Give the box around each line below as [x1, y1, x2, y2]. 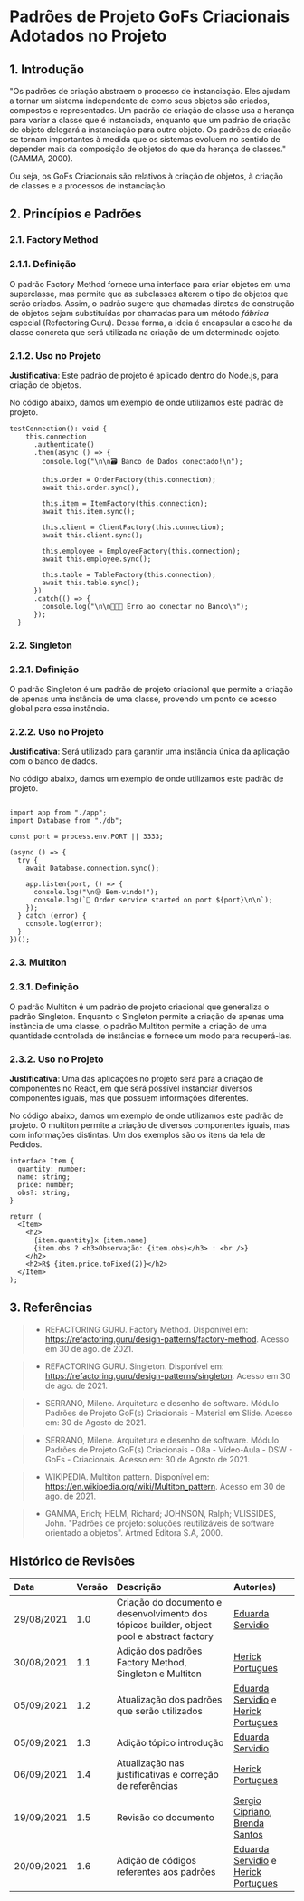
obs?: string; [17, 1188, 71, 1197]
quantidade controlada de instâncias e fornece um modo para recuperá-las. [9, 1030, 292, 1041]
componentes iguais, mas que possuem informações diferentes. [9, 1092, 249, 1103]
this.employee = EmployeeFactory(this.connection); [42, 546, 242, 555]
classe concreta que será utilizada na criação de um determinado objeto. [9, 326, 282, 337]
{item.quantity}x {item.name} [33, 1235, 147, 1245]
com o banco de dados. [9, 756, 98, 767]
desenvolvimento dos [116, 1607, 208, 1619]
